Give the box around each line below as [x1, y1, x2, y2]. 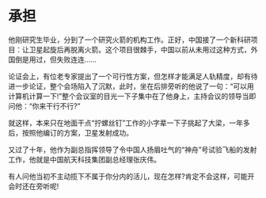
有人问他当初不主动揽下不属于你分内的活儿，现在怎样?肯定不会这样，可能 [8, 171, 248, 181]
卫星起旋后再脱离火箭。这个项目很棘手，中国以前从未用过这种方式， [28, 44, 251, 54]
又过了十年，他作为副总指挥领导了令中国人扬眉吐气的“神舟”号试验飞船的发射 [8, 144, 257, 154]
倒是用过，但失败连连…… [14, 55, 97, 64]
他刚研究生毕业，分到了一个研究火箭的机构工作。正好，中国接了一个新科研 [8, 35, 251, 44]
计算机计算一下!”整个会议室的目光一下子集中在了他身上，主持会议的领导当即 [8, 91, 256, 101]
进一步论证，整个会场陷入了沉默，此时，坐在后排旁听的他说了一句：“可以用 [8, 81, 255, 91]
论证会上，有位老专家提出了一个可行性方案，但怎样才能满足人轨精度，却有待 [8, 71, 258, 81]
